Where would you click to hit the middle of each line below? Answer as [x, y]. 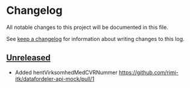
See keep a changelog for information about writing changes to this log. [95, 39]
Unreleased [29, 58]
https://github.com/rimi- [149, 72]
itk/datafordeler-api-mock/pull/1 [55, 78]
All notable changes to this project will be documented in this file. [87, 27]
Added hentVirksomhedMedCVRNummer [66, 72]
